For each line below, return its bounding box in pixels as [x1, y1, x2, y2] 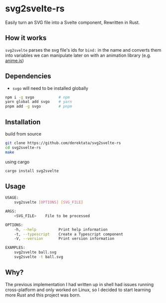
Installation [5, 118, 41, 126]
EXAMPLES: [5, 245, 26, 250]
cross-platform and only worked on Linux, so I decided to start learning [5, 287, 151, 293]
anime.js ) [5, 58, 24, 64]
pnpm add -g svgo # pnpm [5, 104, 72, 109]
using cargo [5, 158, 30, 164]
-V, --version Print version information [14, 236, 114, 241]
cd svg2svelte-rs [5, 145, 41, 150]
